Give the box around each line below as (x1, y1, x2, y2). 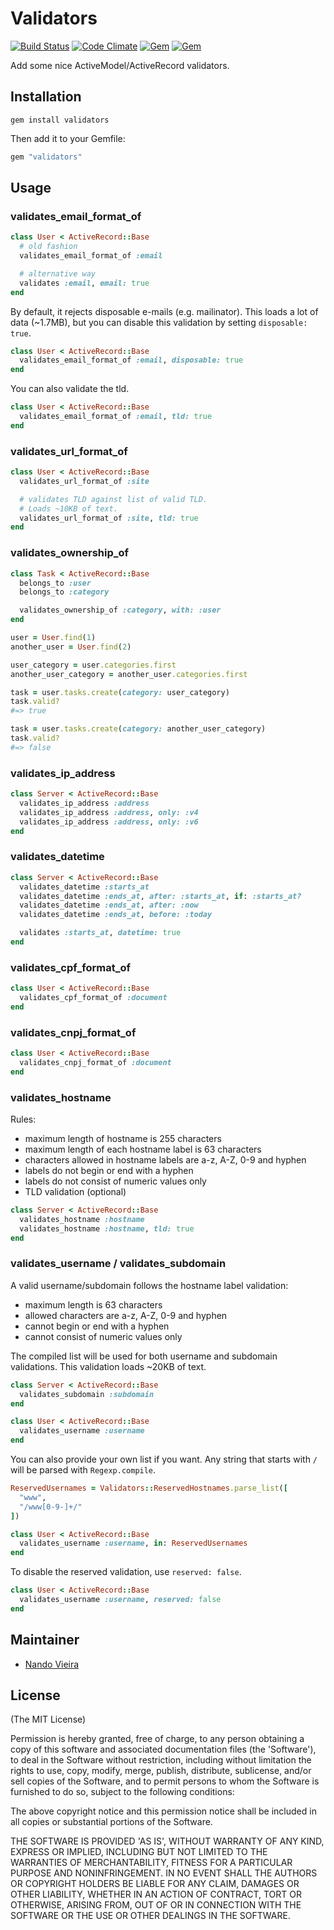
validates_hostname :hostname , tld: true (19, 1223, 195, 1234)
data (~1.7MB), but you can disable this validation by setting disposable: (10, 316, 308, 328)
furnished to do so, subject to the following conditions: (10, 1786, 235, 1798)
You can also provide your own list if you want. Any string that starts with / (10, 1453, 318, 1466)
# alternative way (19, 268, 97, 279)
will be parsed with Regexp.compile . (10, 1464, 157, 1476)
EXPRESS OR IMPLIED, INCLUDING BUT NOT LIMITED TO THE (10, 1846, 268, 1858)
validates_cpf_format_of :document (19, 993, 168, 1003)
